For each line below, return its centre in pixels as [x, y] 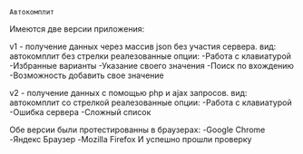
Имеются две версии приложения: [77, 29]
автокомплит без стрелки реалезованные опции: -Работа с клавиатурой [151, 56]
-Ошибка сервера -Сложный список [80, 112]
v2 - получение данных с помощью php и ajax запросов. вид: [128, 93]
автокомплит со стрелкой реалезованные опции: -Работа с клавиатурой [151, 102]
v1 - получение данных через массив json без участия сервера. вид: [143, 46]
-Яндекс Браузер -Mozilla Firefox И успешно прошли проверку [131, 139]
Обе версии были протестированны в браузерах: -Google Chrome [137, 130]
